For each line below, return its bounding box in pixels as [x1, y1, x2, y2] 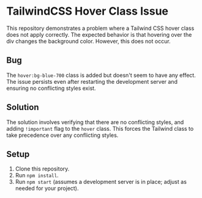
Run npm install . [15, 172, 59, 179]
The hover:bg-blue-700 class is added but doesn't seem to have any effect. [6, 71, 196, 79]
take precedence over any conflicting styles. [6, 131, 119, 139]
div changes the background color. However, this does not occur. [6, 37, 171, 45]
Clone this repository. [15, 165, 70, 172]
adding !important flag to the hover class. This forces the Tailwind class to [6, 125, 194, 132]
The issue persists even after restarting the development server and [6, 78, 178, 85]
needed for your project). [15, 185, 79, 192]
